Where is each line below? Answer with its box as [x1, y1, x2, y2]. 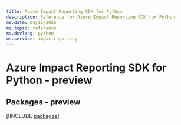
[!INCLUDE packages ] [6, 113, 60, 119]
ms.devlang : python [6, 31, 54, 36]
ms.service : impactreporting [6, 36, 78, 42]
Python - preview [6, 74, 93, 87]
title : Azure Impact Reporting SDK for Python [6, 8, 123, 15]
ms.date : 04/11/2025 [6, 19, 57, 25]
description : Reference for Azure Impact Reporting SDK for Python [6, 14, 176, 20]
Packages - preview [6, 97, 81, 107]
